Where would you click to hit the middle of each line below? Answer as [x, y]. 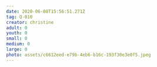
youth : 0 [17, 33]
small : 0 [17, 38]
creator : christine [30, 22]
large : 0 [17, 50]
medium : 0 [18, 44]
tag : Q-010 [19, 17]
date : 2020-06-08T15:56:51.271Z [46, 11]
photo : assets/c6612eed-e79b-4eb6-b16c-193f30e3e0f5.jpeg [78, 55]
